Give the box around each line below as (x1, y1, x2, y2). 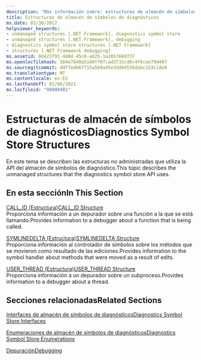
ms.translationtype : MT (6, 70, 66, 76)
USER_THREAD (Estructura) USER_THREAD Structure (6, 265, 136, 273)
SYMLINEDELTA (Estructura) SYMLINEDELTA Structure (6, 234, 139, 241)
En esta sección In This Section (6, 188, 124, 198)
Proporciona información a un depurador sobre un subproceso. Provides (6, 271, 184, 279)
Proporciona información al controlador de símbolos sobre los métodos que (6, 241, 193, 248)
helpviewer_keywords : (6, 25, 60, 32)
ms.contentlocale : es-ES (6, 75, 68, 81)
